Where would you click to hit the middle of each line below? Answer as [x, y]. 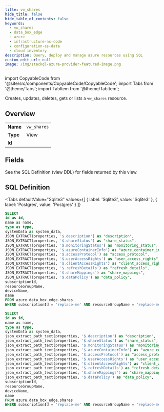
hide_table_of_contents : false [37, 19]
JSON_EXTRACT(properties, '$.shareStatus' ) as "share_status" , [71, 241]
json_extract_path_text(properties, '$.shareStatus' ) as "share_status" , [82, 341]
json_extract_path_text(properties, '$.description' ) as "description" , [81, 336]
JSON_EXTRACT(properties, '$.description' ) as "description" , [70, 236]
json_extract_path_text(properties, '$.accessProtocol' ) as [68, 354]
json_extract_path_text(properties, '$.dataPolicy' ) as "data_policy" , [79, 377]
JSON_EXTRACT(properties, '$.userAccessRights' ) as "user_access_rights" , [83, 259]
